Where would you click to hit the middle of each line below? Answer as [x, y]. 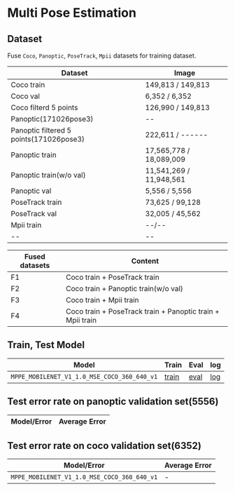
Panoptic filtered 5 [41, 130]
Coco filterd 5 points [44, 108]
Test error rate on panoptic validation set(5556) [113, 402]
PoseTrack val [34, 214]
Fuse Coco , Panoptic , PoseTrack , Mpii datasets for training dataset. [102, 55]
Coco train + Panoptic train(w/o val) [125, 289]
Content [145, 261]
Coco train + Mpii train [102, 300]
